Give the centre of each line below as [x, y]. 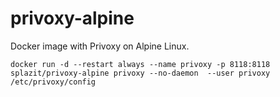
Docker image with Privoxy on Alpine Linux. [100, 46]
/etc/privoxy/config [53, 82]
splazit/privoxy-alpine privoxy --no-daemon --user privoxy [140, 73]
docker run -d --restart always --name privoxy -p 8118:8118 [140, 64]
